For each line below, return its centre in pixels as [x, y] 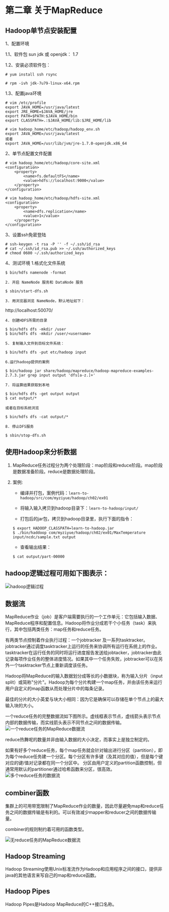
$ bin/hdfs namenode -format [36, 273]
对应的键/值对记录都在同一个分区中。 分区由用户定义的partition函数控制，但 [83, 763]
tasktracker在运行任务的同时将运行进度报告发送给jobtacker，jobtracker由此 [83, 653]
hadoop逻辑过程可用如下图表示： [57, 573]
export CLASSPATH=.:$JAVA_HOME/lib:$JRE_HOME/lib [58, 120]
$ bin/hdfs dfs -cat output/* [37, 417]
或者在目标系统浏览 [22, 408]
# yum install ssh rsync [31, 75]
